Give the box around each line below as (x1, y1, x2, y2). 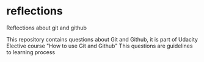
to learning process (6, 48, 56, 55)
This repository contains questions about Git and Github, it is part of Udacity (6, 36, 199, 43)
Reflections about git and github (6, 24, 87, 31)
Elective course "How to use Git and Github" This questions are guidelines (6, 42, 193, 49)
